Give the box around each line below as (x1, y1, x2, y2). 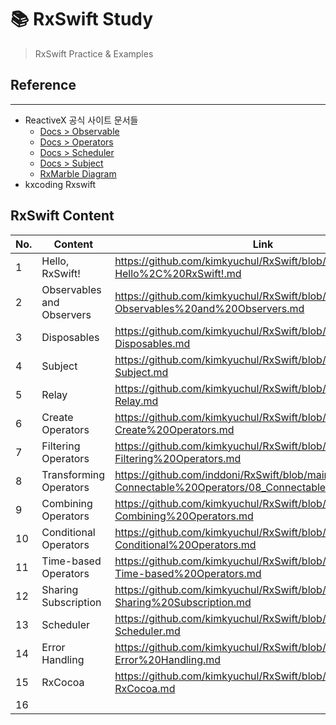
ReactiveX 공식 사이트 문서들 (24, 114, 139, 126)
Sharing (41, 582, 79, 596)
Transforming (41, 467, 106, 481)
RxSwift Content (10, 207, 115, 225)
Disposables (41, 330, 100, 344)
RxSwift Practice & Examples (34, 47, 154, 60)
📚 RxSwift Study (10, 8, 154, 31)
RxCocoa (41, 675, 85, 689)
